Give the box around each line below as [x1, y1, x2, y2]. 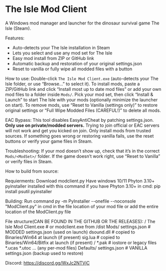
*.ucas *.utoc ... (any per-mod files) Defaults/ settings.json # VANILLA [5, 245, 148, 251]
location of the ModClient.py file [5, 209, 71, 215]
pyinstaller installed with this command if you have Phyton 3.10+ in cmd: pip [5, 183, 161, 189]
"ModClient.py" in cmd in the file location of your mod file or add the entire [5, 203, 159, 209]
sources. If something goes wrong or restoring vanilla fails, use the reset [5, 133, 154, 139]
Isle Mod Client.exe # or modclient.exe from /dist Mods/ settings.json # [5, 224, 151, 230]
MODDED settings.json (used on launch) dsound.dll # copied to [5, 229, 136, 235]
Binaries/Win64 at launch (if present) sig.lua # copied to [5, 234, 120, 240]
